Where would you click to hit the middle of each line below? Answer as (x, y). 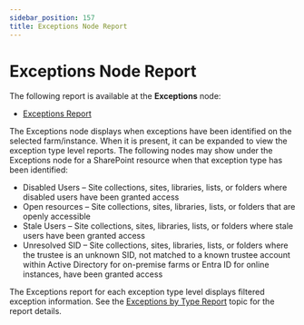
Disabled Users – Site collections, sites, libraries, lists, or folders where (155, 188)
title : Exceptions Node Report (69, 26)
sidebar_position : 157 (52, 18)
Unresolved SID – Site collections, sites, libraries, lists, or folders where (155, 245)
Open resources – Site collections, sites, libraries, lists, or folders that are (159, 207)
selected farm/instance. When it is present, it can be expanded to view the (148, 141)
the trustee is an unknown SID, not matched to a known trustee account (156, 255)
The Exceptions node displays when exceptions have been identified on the (151, 132)
